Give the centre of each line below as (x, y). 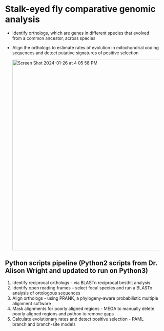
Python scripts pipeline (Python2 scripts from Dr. (81, 263)
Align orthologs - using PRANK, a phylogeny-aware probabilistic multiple (85, 298)
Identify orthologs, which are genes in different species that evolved (81, 33)
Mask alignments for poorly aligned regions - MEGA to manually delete (83, 309)
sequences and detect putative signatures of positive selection (75, 53)
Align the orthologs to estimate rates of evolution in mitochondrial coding (85, 47)
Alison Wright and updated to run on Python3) (77, 271)
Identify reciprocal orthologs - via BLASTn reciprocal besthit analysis (81, 283)
